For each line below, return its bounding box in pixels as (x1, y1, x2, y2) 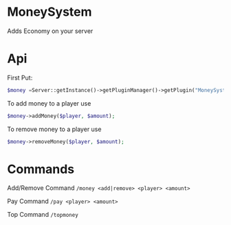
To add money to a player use (7, 99, 91, 107)
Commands (7, 161, 75, 177)
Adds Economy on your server (7, 27, 93, 35)
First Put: (7, 73, 33, 82)
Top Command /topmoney (7, 211, 79, 219)
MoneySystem (7, 4, 92, 20)
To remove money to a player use (7, 125, 102, 133)
